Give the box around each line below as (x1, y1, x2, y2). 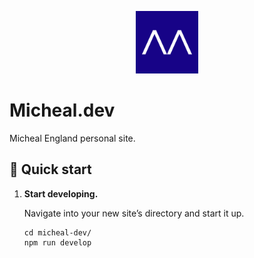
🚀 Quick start (9, 161, 92, 178)
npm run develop (23, 237, 92, 248)
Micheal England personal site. (9, 132, 136, 144)
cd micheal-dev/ (23, 227, 92, 238)
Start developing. (23, 187, 99, 200)
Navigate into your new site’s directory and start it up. (23, 207, 245, 219)
